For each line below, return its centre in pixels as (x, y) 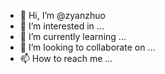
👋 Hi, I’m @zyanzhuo (62, 15)
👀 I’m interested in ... (62, 26)
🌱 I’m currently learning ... (73, 36)
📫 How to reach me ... (66, 58)
